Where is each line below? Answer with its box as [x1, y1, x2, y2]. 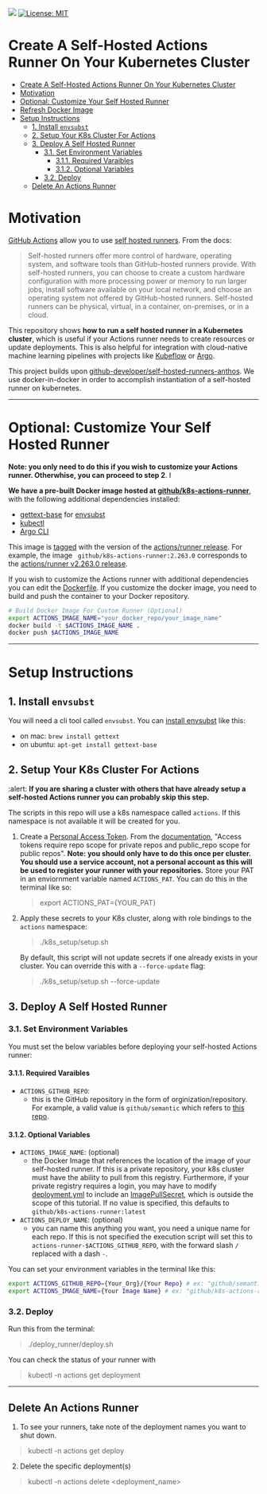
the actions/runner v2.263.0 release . [8, 558, 129, 569]
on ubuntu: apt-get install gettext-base [19, 740, 157, 749]
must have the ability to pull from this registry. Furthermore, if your [31, 1173, 250, 1183]
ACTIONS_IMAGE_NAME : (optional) [19, 1148, 120, 1157]
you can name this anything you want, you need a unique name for [31, 1223, 250, 1234]
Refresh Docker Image [19, 104, 94, 115]
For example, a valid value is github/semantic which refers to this [31, 1103, 245, 1113]
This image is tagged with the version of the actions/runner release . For [8, 542, 242, 551]
